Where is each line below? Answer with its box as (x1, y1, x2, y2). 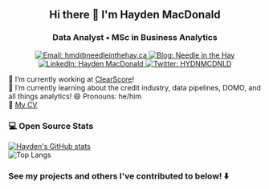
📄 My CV (8, 99, 38, 109)
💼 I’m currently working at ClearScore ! (8, 74, 135, 84)
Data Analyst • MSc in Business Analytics (51, 32, 218, 43)
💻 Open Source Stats (8, 120, 94, 131)
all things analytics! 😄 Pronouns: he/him (8, 91, 142, 101)
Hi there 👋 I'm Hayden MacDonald (49, 8, 221, 22)
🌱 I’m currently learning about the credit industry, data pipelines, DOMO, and (8, 82, 261, 92)
